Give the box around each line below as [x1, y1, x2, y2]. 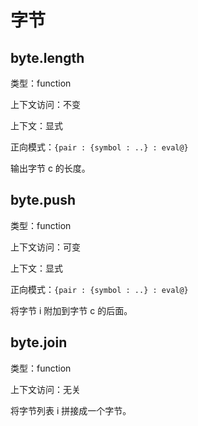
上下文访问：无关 [10, 383, 81, 395]
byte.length [10, 49, 85, 66]
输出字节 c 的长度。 [10, 162, 91, 174]
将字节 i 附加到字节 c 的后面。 [10, 304, 133, 316]
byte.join [10, 334, 68, 351]
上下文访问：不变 [10, 99, 81, 110]
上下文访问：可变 [10, 241, 81, 253]
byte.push [10, 192, 77, 209]
